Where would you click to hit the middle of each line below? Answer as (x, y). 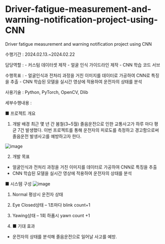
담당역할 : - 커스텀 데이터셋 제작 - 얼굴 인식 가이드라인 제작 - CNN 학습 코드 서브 (83, 65)
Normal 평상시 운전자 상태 (38, 194)
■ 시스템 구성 (19, 184)
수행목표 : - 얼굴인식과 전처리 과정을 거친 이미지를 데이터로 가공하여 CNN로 (78, 75)
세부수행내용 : (19, 102)
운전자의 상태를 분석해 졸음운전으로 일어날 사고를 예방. (65, 237)
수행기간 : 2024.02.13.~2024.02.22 (40, 54)
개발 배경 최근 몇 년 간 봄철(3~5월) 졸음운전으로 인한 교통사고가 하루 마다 (83, 124)
